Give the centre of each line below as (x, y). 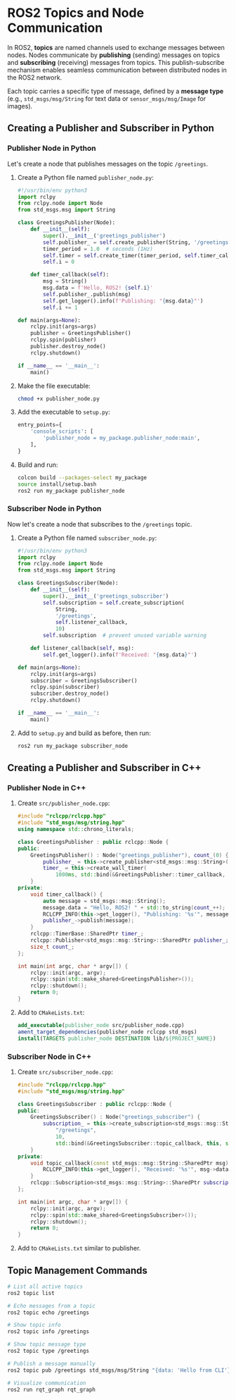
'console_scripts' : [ (62, 431)
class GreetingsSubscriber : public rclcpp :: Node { (94, 1104)
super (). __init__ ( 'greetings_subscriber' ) (106, 596)
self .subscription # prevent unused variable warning (125, 636)
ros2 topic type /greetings (48, 1351)
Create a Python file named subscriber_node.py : (87, 538)
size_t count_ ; (53, 947)
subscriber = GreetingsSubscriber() (84, 681)
